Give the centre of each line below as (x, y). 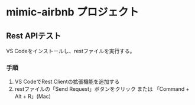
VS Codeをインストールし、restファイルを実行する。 (71, 51)
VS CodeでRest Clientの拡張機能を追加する (67, 82)
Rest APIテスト (34, 36)
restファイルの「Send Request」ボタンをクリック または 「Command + (102, 89)
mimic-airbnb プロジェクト (72, 12)
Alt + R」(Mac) (33, 96)
